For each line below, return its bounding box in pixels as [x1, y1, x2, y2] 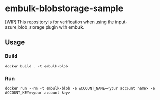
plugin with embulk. [45, 24, 85, 30]
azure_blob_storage [5, 24, 45, 30]
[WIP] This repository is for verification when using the [5, 19, 114, 25]
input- [115, 19, 128, 25]
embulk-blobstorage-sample [5, 3, 124, 14]
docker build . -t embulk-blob [5, 64, 68, 68]
